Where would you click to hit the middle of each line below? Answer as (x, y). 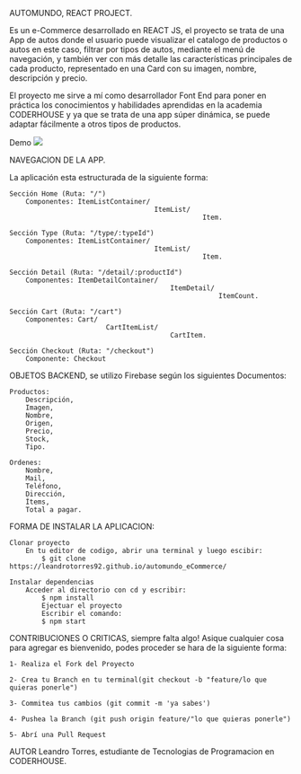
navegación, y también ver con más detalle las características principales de (151, 59)
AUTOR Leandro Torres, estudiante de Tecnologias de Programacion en (142, 752)
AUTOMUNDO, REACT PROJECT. (71, 13)
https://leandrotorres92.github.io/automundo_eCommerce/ (118, 567)
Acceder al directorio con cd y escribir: (106, 590)
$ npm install (68, 598)
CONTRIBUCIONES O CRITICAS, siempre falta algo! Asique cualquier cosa (147, 638)
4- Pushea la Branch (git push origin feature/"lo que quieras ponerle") (150, 719)
